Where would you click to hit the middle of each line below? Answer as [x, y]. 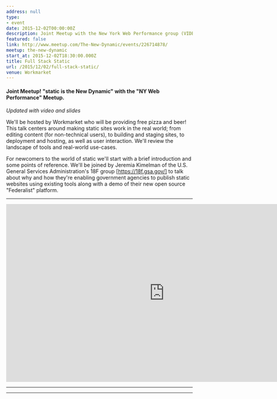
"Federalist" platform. [32, 190]
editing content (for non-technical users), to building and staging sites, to [95, 135]
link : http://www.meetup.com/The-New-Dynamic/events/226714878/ [87, 45]
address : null [24, 12]
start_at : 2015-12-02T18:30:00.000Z [51, 56]
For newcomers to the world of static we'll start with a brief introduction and [99, 159]
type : [13, 17]
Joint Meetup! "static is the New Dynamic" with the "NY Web [83, 91]
